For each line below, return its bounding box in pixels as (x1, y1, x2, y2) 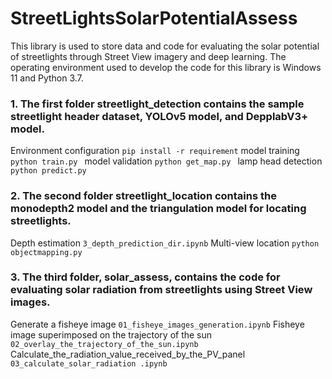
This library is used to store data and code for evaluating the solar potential (10, 40, 320, 52)
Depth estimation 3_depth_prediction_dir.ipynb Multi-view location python (10, 237, 320, 249)
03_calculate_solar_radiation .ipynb (10, 358, 168, 369)
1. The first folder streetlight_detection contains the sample (10, 97, 305, 111)
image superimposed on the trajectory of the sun (10, 328, 213, 341)
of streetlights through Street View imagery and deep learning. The (10, 50, 287, 62)
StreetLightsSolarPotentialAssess (10, 7, 298, 30)
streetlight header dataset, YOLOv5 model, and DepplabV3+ (10, 109, 309, 123)
